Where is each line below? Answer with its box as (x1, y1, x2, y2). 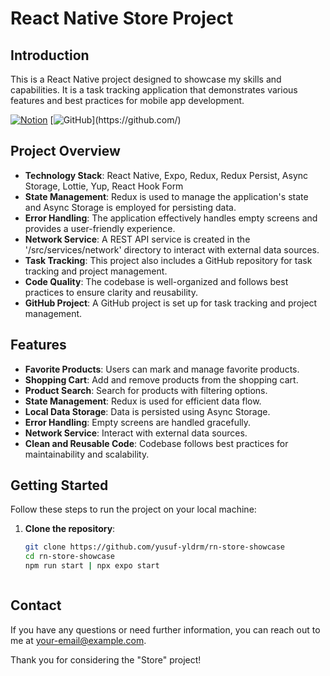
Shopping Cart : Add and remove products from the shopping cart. (24, 373, 299, 386)
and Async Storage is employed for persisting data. (24, 201, 237, 213)
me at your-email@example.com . (10, 634, 147, 646)
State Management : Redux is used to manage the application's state (24, 190, 309, 202)
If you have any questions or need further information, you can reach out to (10, 623, 321, 636)
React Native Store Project (10, 7, 234, 30)
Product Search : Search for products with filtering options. (24, 384, 268, 396)
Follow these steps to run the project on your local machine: (10, 503, 257, 516)
